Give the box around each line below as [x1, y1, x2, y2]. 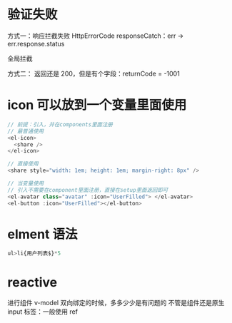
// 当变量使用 [7, 180, 44, 187]
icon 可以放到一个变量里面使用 [7, 97, 187, 113]
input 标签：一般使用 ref [7, 307, 79, 316]
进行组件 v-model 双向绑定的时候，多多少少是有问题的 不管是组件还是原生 [7, 299, 225, 307]
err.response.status [7, 39, 65, 48]
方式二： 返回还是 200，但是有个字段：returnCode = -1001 [7, 69, 180, 78]
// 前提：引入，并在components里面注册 [7, 121, 113, 128]
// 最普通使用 [7, 128, 44, 135]
